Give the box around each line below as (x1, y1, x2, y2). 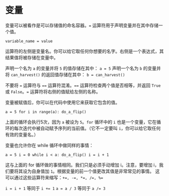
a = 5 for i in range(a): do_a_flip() (5, 109, 87, 114)
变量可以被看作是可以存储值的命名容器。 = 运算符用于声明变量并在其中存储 (5, 22, 159, 28)
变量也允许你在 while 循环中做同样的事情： (5, 142, 94, 148)
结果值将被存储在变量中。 (5, 54, 58, 61)
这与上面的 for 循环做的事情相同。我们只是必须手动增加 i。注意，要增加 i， (5, 162, 159, 168)
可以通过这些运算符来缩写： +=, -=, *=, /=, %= (5, 174, 103, 180)
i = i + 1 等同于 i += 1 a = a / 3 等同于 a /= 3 (5, 185, 106, 191)
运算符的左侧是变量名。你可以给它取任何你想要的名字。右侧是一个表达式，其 (5, 48, 164, 54)
